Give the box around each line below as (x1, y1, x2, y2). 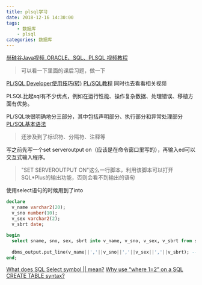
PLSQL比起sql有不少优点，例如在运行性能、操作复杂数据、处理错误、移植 (6, 93, 188, 99)
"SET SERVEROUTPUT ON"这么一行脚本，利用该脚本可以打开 (20, 166, 174, 174)
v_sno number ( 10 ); (11, 210, 58, 216)
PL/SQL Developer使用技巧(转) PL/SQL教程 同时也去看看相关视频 (6, 80, 167, 87)
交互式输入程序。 (6, 154, 49, 160)
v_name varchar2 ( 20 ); (11, 204, 66, 210)
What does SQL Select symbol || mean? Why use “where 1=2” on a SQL (6, 266, 183, 273)
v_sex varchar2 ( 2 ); (11, 215, 61, 222)
